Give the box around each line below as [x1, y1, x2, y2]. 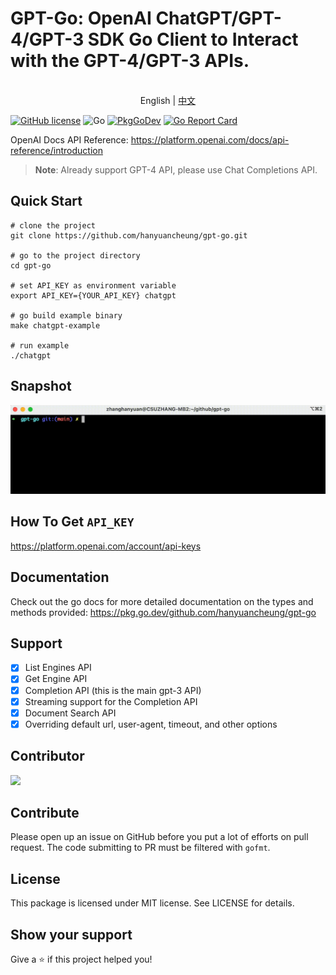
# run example [10, 340, 70, 351]
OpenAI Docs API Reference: [10, 133, 129, 146]
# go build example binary [10, 310, 123, 321]
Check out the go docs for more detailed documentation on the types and [10, 595, 314, 607]
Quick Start [10, 193, 83, 210]
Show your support [10, 926, 133, 943]
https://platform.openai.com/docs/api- [130, 133, 290, 146]
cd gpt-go [10, 260, 52, 271]
